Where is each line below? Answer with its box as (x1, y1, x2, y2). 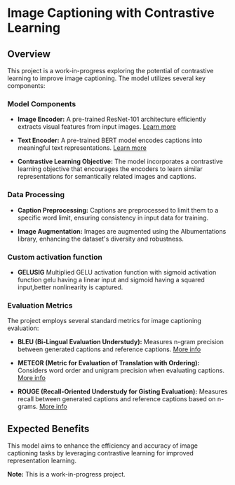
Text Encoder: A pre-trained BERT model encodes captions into (17, 136, 203, 145)
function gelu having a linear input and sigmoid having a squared (17, 275, 205, 284)
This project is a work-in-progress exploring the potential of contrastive (7, 67, 214, 75)
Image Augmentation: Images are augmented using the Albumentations (17, 227, 227, 235)
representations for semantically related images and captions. (17, 172, 196, 181)
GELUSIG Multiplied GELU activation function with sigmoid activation (17, 267, 217, 276)
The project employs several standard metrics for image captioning (7, 317, 201, 325)
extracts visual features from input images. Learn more (17, 122, 177, 131)
